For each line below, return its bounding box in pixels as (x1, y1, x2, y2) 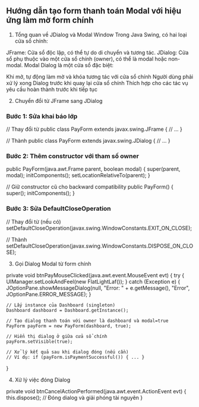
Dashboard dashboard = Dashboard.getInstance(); (6, 307, 129, 313)
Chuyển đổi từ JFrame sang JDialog (14, 97, 103, 104)
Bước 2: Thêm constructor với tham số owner (6, 152, 140, 161)
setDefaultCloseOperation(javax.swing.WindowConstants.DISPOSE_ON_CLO (6, 242, 194, 249)
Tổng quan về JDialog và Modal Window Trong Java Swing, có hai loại (14, 31, 187, 38)
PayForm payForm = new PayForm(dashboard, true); (6, 323, 132, 329)
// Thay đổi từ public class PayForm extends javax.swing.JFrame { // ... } (6, 126, 183, 133)
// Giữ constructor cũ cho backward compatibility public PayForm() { (6, 183, 173, 190)
